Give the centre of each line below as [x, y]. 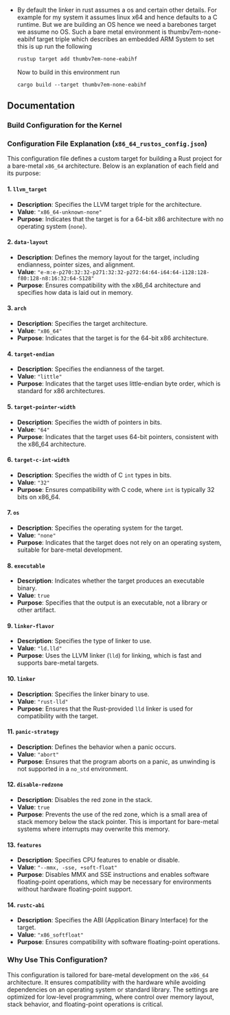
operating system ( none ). [52, 226]
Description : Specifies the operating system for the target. [100, 528]
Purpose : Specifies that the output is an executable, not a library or [112, 603]
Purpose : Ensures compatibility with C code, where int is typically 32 [116, 489]
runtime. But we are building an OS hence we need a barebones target [116, 24]
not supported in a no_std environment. [72, 768]
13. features [24, 845]
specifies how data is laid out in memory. [75, 292]
